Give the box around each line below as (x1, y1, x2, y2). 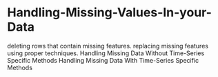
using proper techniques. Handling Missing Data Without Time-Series (7, 49, 205, 57)
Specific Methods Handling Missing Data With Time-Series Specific (7, 56, 199, 64)
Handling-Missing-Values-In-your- (7, 5, 212, 20)
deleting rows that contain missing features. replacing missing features (7, 42, 209, 50)
